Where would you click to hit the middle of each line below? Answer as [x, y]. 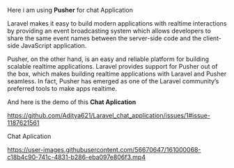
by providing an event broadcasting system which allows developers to [109, 31]
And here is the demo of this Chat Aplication [72, 102]
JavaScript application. [54, 45]
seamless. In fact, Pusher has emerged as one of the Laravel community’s [113, 81]
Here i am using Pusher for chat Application [70, 10]
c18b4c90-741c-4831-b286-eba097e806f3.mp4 [77, 157]
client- [212, 38]
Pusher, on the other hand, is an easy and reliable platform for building [108, 59]
